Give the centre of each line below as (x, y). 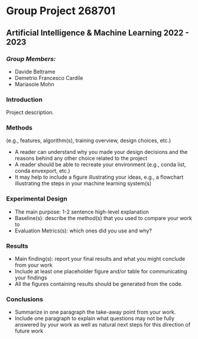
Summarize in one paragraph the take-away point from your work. (95, 312)
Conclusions (25, 299)
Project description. (30, 112)
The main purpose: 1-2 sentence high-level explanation (82, 212)
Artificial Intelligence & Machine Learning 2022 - (98, 33)
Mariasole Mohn (34, 84)
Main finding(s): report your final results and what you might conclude (100, 259)
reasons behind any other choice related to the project (81, 159)
